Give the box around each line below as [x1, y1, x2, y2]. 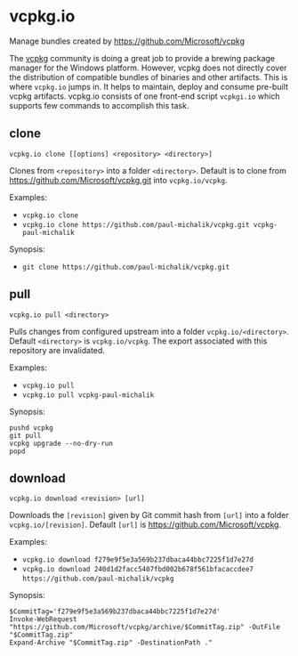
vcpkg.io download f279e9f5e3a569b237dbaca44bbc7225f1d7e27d [21, 555, 254, 564]
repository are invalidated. [9, 344, 105, 355]
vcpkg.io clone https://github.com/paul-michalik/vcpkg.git [21, 220, 250, 229]
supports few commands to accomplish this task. [9, 100, 189, 110]
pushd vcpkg [9, 423, 53, 433]
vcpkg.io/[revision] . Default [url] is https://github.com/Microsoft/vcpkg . [9, 519, 282, 530]
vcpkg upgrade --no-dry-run [9, 439, 114, 448]
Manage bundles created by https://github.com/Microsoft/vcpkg [9, 36, 245, 46]
